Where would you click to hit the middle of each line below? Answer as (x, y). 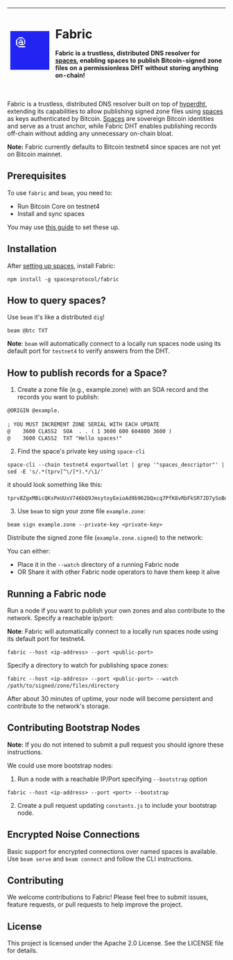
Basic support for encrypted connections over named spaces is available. (112, 851)
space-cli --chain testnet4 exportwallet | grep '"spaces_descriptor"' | (116, 465)
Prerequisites (37, 176)
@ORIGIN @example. (34, 411)
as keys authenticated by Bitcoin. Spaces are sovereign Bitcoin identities (111, 118)
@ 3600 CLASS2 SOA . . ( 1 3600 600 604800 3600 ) (89, 431)
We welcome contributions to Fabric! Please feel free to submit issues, (108, 897)
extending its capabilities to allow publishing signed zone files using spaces (115, 111)
